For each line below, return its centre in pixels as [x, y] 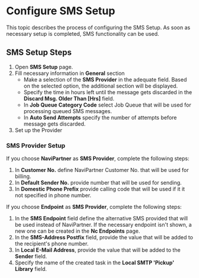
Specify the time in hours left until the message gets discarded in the [108, 92]
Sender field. [31, 257]
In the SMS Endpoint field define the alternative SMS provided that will [101, 218]
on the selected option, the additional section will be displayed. [101, 86]
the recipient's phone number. [52, 244]
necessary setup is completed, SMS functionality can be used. [83, 33]
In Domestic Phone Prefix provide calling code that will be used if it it [100, 189]
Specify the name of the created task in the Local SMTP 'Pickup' [94, 263]
